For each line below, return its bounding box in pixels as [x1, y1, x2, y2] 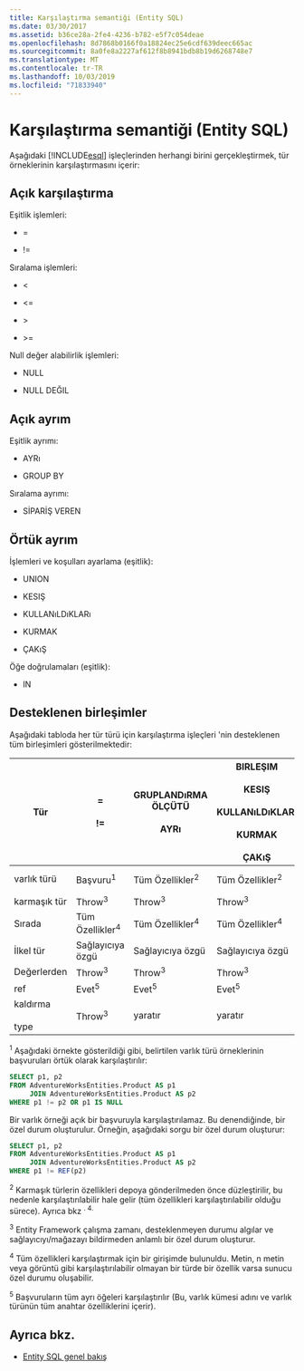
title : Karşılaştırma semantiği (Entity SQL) [9, 13, 184, 23]
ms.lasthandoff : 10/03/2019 [9, 72, 116, 82]
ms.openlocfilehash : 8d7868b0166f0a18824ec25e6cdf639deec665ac [9, 38, 253, 48]
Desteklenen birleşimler [9, 705, 147, 720]
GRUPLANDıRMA [133, 788, 208, 801]
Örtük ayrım [9, 532, 79, 547]
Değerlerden [14, 966, 68, 979]
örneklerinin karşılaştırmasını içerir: [9, 159, 140, 170]
